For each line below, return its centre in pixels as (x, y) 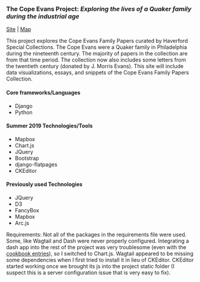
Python (24, 112)
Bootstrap (27, 158)
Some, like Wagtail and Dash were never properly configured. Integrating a (98, 241)
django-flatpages (36, 164)
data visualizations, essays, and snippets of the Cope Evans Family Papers (98, 73)
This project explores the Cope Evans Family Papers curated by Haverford (97, 41)
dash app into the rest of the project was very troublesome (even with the (96, 247)
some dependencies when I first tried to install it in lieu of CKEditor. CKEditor (100, 260)
